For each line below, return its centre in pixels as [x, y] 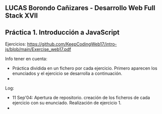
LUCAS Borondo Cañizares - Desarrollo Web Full [80, 8]
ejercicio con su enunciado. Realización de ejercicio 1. [67, 103]
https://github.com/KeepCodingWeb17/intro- [72, 44]
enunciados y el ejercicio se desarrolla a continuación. [67, 73]
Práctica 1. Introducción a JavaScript [62, 32]
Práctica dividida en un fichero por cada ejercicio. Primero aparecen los [85, 68]
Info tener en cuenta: [26, 59]
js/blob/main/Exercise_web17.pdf [38, 49]
